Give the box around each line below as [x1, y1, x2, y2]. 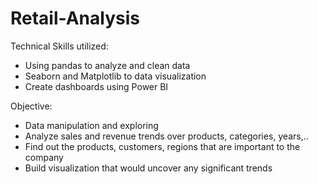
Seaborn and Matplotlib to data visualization [24, 70, 207, 82]
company [24, 151, 64, 163]
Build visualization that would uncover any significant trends [24, 162, 273, 174]
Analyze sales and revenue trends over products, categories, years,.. [24, 130, 309, 142]
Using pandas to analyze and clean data [24, 59, 191, 71]
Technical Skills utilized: [10, 40, 109, 52]
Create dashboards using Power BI [24, 80, 169, 92]
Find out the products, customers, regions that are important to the [24, 140, 301, 152]
